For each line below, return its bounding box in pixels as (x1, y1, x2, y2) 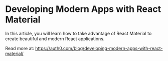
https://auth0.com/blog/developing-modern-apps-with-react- (35, 45, 163, 51)
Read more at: (5, 45, 34, 51)
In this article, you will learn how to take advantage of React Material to (5, 30, 152, 36)
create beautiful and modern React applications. (5, 36, 105, 42)
